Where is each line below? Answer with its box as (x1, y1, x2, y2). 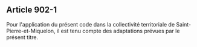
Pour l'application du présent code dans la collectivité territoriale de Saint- (6, 20, 192, 28)
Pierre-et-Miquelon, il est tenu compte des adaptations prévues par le (6, 27, 180, 34)
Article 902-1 (6, 5, 57, 15)
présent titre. (6, 33, 38, 41)
